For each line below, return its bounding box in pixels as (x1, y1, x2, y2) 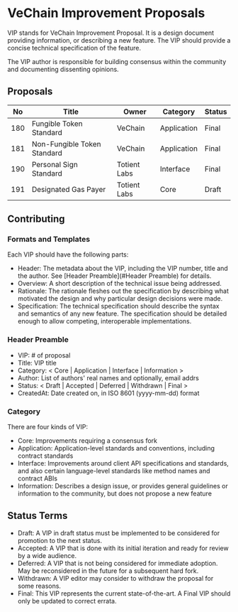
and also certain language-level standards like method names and (17, 467, 210, 476)
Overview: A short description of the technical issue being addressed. (17, 279, 222, 288)
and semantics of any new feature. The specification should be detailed (17, 309, 227, 318)
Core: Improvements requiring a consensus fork (17, 436, 158, 445)
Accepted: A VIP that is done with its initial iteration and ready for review (17, 544, 229, 552)
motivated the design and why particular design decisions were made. (17, 294, 223, 303)
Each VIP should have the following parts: (7, 250, 129, 259)
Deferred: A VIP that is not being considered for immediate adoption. (17, 559, 218, 567)
